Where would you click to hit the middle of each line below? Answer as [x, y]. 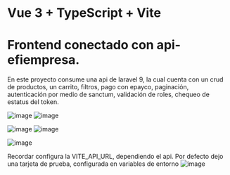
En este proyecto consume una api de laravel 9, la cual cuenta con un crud [115, 79]
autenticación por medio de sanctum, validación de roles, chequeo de [108, 95]
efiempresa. [44, 60]
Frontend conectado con [81, 45]
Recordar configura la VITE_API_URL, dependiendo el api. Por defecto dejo [115, 157]
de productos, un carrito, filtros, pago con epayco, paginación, [98, 87]
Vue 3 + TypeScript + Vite [84, 13]
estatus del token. [33, 102]
